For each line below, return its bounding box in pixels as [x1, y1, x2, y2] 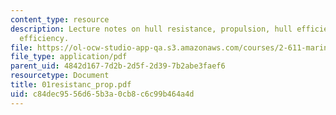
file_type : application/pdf [10, 52, 128, 62]
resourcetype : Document [10, 71, 110, 81]
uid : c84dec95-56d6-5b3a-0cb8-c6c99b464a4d [10, 89, 195, 99]
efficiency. [19, 33, 70, 43]
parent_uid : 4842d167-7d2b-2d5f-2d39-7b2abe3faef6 [10, 61, 226, 71]
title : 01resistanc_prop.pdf [10, 80, 132, 90]
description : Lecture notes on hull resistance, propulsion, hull [10, 24, 293, 34]
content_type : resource [10, 14, 110, 25]
